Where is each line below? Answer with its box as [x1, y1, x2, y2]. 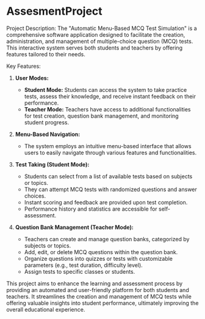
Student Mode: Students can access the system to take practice [24, 86, 187, 93]
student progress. [24, 118, 69, 126]
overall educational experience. [6, 306, 85, 313]
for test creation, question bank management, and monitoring [24, 112, 179, 119]
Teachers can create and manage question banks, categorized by [24, 235, 190, 242]
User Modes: [15, 74, 49, 81]
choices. [24, 192, 46, 200]
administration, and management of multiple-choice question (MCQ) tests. [6, 37, 193, 45]
